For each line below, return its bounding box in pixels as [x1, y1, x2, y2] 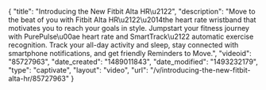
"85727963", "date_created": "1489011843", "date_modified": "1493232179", [8, 57, 258, 66]
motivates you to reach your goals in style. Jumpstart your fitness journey [8, 24, 250, 32]
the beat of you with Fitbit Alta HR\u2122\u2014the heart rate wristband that [8, 15, 256, 24]
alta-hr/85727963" [8, 74, 70, 83]
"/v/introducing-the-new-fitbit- [149, 66, 251, 74]
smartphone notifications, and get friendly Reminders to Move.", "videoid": [8, 49, 252, 58]
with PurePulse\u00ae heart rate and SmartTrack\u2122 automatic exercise [8, 32, 254, 41]
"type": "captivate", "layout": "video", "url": [8, 66, 148, 74]
